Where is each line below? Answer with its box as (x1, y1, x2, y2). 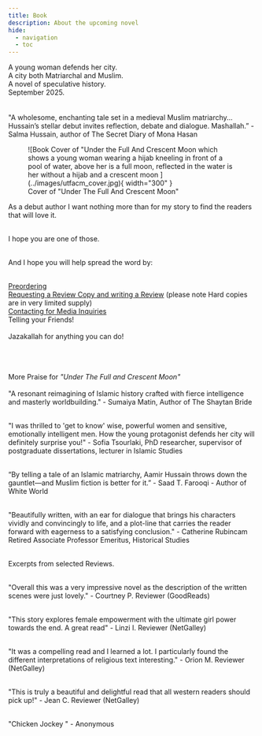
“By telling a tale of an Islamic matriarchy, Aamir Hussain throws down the (8, 470, 248, 480)
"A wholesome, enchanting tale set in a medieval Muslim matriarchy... (8, 113, 234, 122)
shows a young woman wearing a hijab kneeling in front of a (28, 153, 223, 163)
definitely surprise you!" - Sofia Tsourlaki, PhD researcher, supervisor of (8, 438, 242, 447)
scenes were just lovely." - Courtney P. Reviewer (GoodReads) (8, 591, 210, 600)
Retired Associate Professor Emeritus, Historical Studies (8, 536, 190, 545)
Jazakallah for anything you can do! (8, 332, 124, 342)
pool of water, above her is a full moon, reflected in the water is (28, 162, 233, 171)
